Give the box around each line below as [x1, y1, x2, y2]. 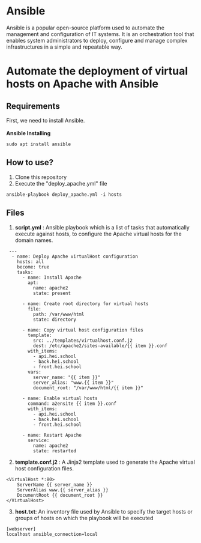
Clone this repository [14, 173, 67, 181]
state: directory [32, 317, 77, 323]
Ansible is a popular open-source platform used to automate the [6, 24, 165, 31]
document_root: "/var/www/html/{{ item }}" [32, 384, 144, 391]
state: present [32, 290, 71, 296]
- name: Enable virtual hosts [22, 395, 98, 401]
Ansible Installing [6, 129, 51, 136]
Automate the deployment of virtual [6, 64, 188, 78]
